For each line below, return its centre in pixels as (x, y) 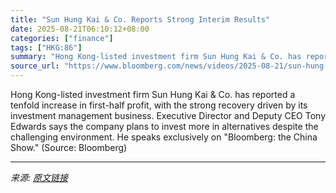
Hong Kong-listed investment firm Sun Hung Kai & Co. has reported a (153, 94)
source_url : (35, 66)
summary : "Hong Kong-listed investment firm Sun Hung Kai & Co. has (156, 57)
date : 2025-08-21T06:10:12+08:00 (80, 29)
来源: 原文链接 (39, 177)
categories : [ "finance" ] (62, 38)
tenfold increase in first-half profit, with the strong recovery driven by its (159, 105)
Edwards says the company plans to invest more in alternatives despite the (164, 126)
